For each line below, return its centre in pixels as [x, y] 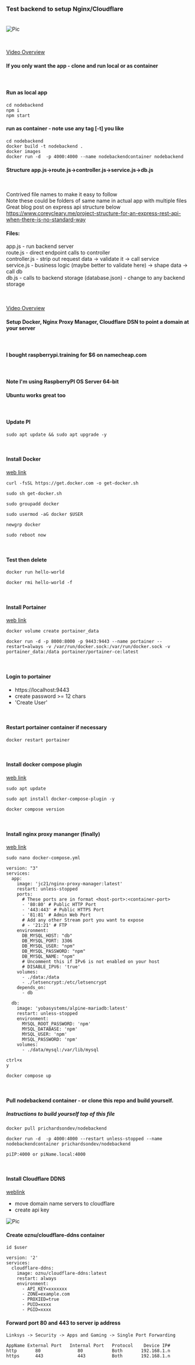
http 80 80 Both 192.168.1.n [88, 1351]
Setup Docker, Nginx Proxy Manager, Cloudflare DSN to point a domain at [97, 321]
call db [14, 272]
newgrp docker [24, 524]
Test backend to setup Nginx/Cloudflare [65, 9]
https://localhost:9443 [42, 690]
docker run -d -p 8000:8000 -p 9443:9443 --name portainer [80, 642]
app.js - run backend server [40, 246]
